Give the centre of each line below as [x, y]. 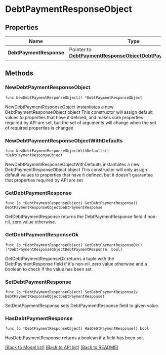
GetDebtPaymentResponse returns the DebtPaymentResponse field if [76, 217]
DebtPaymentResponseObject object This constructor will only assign [76, 170]
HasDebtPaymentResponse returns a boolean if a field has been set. [75, 338]
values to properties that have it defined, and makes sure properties [74, 117]
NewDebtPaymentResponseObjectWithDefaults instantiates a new [72, 164]
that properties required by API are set [44, 180]
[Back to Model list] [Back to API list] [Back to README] [62, 348]
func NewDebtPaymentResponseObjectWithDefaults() [57, 151]
